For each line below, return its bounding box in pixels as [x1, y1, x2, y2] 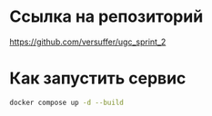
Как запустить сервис [9, 68, 187, 89]
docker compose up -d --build [9, 98, 125, 107]
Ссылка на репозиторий [9, 6, 204, 27]
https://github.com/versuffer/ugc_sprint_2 [9, 36, 167, 47]
